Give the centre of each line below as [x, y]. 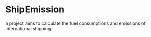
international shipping [28, 28]
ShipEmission [35, 9]
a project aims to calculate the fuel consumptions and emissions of [76, 23]
